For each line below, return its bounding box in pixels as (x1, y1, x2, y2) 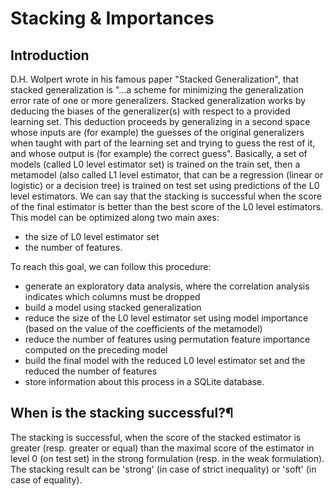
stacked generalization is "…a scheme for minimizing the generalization (10, 84, 304, 96)
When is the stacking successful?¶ (10, 405, 234, 422)
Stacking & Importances (10, 7, 215, 30)
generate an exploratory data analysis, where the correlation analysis (24, 280, 310, 292)
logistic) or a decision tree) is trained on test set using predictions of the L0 (10, 180, 320, 191)
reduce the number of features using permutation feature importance (24, 333, 311, 345)
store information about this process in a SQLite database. (24, 376, 265, 387)
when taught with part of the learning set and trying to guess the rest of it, (10, 137, 316, 149)
